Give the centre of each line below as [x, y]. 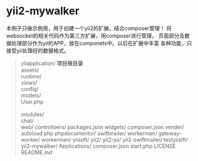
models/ [31, 95]
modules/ [33, 114]
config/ [30, 89]
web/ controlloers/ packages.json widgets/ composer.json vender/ [102, 127]
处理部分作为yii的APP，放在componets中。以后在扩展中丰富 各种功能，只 [102, 43]
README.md [36, 152]
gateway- [170, 133]
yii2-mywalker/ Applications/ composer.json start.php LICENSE [98, 146]
